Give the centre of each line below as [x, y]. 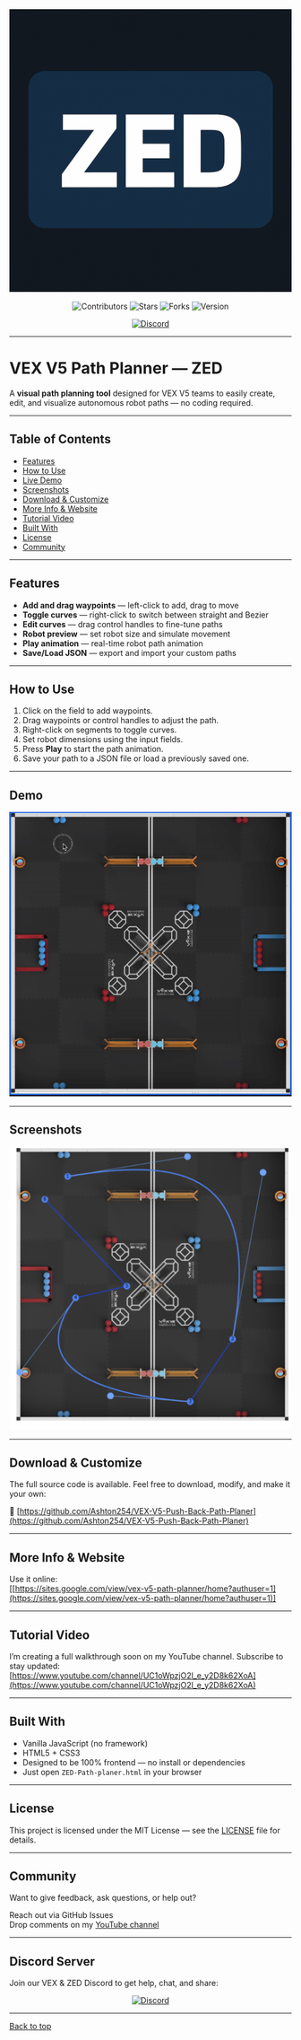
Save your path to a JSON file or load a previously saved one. [135, 758]
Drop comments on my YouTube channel [84, 1925]
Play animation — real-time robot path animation [112, 643]
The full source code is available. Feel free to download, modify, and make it [150, 1484]
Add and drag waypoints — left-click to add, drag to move [130, 605]
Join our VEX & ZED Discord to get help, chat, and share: [114, 1983]
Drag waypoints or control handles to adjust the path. [120, 721]
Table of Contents [60, 439]
